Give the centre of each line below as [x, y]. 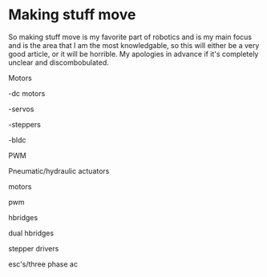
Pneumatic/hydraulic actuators [59, 171]
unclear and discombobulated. [59, 62]
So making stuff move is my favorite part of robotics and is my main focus [130, 37]
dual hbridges [31, 233]
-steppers [25, 124]
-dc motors [27, 93]
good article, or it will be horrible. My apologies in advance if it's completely [133, 54]
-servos [21, 109]
